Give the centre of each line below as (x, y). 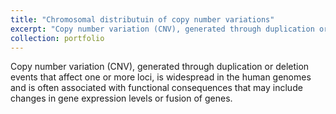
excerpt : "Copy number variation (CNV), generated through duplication (162, 29)
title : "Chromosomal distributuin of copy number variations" (142, 19)
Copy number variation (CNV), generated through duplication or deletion (160, 67)
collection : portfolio (57, 38)
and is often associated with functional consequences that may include (156, 88)
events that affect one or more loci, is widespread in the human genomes (161, 77)
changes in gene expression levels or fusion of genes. (121, 98)
